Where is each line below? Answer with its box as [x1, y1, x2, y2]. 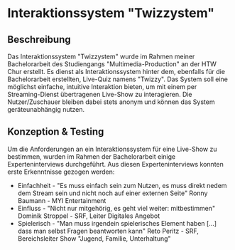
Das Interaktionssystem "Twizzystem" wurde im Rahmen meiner [7, 52, 195, 61]
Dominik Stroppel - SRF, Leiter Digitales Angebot [17, 212, 160, 220]
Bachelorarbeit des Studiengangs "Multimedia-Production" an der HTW [7, 60, 217, 68]
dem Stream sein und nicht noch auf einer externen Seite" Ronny [17, 189, 208, 197]
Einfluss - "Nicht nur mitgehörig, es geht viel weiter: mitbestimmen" [17, 204, 215, 212]
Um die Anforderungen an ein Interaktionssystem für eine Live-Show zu [7, 145, 217, 153]
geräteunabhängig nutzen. [7, 105, 85, 113]
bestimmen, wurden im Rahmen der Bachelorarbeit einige [7, 152, 176, 161]
